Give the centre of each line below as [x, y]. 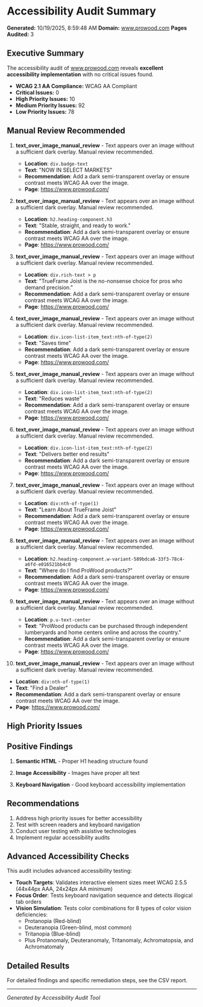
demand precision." [49, 287]
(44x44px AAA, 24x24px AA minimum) [64, 889]
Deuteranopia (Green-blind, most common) [78, 928]
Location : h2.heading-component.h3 [68, 219]
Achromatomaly [44, 947]
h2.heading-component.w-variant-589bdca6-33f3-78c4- [117, 559]
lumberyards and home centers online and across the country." [103, 632]
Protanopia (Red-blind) [53, 921]
